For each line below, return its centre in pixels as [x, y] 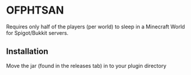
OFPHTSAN [35, 10]
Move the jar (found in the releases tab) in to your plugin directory [86, 66]
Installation [27, 52]
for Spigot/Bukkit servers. [38, 32]
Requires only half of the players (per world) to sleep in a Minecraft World [96, 27]
